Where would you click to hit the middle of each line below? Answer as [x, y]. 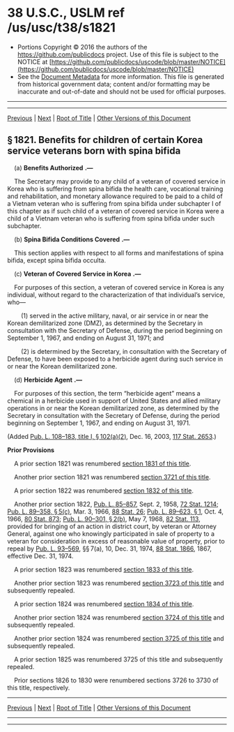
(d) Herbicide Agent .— [48, 380]
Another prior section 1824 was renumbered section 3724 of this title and [119, 617]
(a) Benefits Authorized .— [53, 167]
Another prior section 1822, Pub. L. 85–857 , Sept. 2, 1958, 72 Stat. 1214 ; [116, 504]
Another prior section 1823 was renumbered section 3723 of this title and [119, 583]
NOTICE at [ [34, 61]
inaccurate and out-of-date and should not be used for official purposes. [122, 91]
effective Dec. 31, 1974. [40, 555]
